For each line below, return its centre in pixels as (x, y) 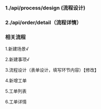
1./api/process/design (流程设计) (45, 7)
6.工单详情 (16, 102)
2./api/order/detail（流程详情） (43, 22)
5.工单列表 (16, 91)
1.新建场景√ (17, 49)
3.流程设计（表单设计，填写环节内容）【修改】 (52, 70)
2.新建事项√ (17, 59)
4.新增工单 (16, 81)
